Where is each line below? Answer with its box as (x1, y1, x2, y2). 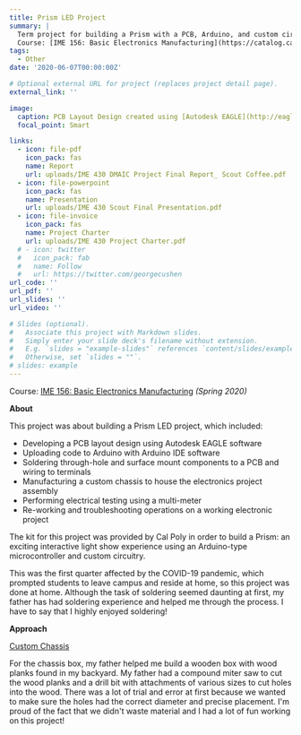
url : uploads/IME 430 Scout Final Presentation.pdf (25, 203, 222, 212)
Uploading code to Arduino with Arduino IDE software (21, 447, 220, 458)
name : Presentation (25, 195, 99, 204)
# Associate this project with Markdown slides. (9, 328, 202, 337)
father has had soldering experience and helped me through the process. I (9, 596, 284, 607)
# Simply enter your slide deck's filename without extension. (9, 336, 258, 345)
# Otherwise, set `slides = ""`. (9, 353, 142, 362)
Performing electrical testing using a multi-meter (21, 495, 202, 506)
